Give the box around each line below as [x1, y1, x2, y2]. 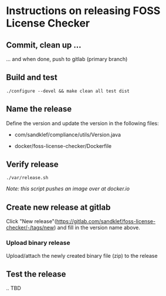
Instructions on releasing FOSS [6, 4, 161, 18]
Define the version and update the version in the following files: [6, 119, 160, 127]
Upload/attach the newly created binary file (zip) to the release [6, 252, 158, 259]
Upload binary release [6, 239, 70, 247]
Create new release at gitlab [6, 202, 111, 212]
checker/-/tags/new [6, 224, 55, 231]
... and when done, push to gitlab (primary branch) [6, 56, 128, 62]
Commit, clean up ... [6, 40, 82, 50]
